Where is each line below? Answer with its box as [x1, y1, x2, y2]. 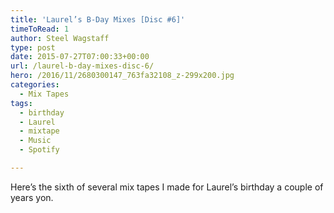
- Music [19, 136, 52, 146]
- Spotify [19, 145, 60, 155]
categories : [10, 80, 60, 90]
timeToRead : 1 [10, 24, 70, 34]
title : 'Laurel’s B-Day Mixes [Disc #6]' [10, 14, 186, 25]
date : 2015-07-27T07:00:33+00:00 [10, 52, 150, 62]
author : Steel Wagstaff [10, 33, 110, 43]
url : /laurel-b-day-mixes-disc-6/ [10, 61, 155, 71]
